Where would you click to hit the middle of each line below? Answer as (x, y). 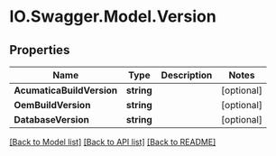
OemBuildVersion (52, 105)
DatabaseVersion (52, 119)
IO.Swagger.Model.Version (113, 17)
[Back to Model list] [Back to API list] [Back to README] (113, 142)
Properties (40, 50)
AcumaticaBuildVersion (66, 90)
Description (187, 75)
